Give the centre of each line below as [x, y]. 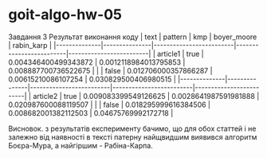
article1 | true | [181, 53]
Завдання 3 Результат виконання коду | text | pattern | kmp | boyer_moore [133, 37]
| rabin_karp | [30, 45]
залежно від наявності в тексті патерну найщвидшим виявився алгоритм [133, 136]
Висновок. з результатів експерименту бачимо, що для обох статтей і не [132, 128]
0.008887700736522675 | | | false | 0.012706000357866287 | [110, 70]
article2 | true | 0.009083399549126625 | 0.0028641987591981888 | [146, 96]
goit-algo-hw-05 [65, 15]
